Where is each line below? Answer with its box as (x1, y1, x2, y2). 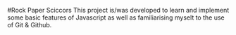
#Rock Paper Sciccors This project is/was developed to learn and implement (7, 6, 230, 14)
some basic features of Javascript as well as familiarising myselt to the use (7, 13, 225, 22)
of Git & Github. (7, 21, 52, 29)
